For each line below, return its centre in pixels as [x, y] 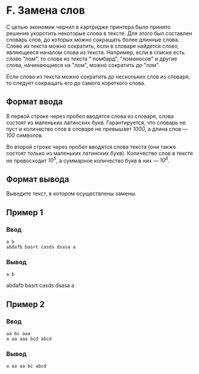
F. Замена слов [46, 10]
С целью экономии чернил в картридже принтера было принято [88, 27]
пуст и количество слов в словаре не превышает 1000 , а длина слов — [97, 128]
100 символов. [25, 135]
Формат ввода [35, 102]
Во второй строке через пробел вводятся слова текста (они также [91, 146]
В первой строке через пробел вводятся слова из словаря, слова [90, 116]
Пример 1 [25, 212]
